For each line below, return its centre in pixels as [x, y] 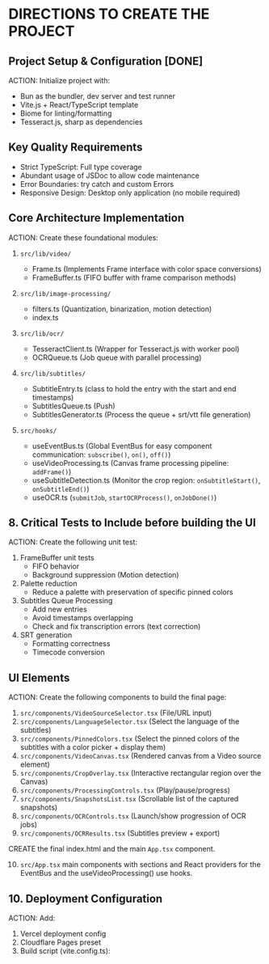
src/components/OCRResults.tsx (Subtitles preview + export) [120, 833]
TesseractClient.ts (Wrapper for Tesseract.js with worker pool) [136, 349]
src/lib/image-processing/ [65, 294]
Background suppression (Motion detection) [105, 575]
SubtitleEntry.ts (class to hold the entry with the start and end [134, 388]
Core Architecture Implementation [96, 218]
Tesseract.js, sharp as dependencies [81, 122]
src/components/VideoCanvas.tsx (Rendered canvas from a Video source [141, 756]
